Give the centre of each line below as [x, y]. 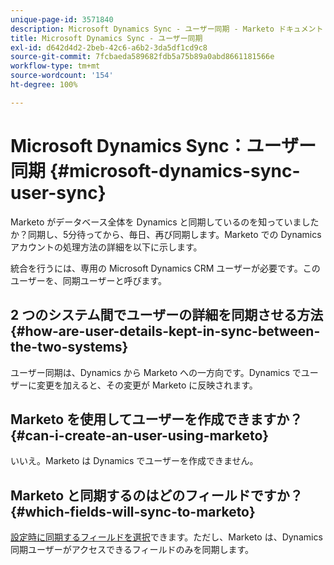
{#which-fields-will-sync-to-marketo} [133, 511]
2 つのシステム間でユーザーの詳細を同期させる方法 [167, 315]
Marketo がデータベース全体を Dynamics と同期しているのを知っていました [165, 222]
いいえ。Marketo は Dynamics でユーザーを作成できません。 [134, 461]
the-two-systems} [69, 347]
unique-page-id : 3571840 [62, 19]
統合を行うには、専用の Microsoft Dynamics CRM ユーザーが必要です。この [165, 268]
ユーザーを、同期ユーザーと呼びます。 [89, 280]
